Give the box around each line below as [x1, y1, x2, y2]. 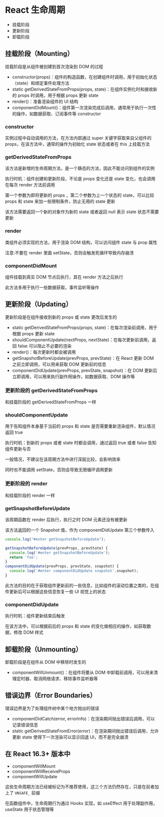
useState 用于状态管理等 [5, 806, 54, 812]
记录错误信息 [12, 721, 38, 728]
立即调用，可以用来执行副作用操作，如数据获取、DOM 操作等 [12, 373, 135, 379]
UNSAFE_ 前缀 [14, 790, 40, 795]
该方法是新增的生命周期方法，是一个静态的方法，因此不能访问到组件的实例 [5, 165, 155, 172]
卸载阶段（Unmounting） [5, 645, 82, 653]
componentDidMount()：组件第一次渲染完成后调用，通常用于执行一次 [12, 104, 152, 110]
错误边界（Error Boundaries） [5, 692, 97, 700]
